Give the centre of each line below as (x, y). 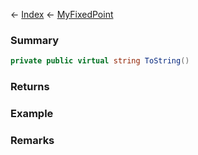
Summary (35, 40)
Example (32, 114)
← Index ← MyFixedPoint (62, 14)
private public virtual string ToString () (100, 61)
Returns (30, 87)
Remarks (32, 140)
